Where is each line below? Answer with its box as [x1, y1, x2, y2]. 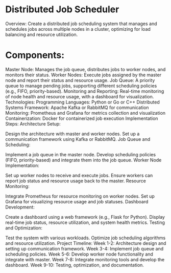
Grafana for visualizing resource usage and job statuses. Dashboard [5, 198, 149, 204]
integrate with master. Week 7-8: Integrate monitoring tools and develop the [5, 256, 165, 262]
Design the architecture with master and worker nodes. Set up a [5, 131, 140, 137]
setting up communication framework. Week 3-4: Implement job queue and [5, 245, 164, 251]
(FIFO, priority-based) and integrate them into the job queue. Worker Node [5, 157, 162, 163]
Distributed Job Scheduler [5, 4, 119, 15]
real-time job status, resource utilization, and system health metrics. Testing [5, 219, 165, 225]
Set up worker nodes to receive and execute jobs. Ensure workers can [5, 172, 153, 178]
